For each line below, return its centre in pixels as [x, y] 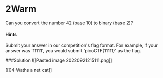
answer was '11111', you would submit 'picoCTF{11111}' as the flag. [73, 51]
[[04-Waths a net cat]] [29, 70]
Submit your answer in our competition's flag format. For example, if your [81, 45]
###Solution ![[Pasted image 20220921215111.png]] [59, 60]
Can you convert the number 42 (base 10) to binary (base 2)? [69, 23]
